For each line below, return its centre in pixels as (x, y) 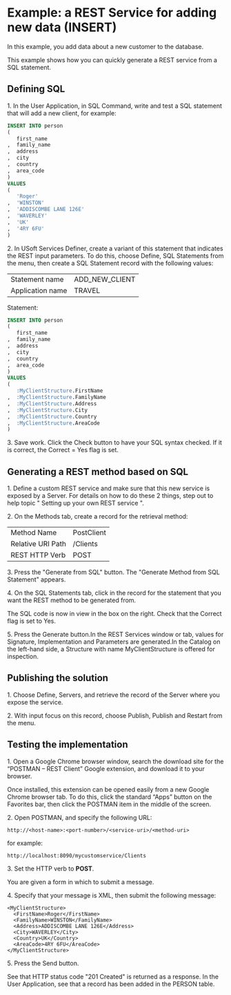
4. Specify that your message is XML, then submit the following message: (112, 895)
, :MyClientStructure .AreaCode (53, 423)
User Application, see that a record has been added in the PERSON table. (111, 984)
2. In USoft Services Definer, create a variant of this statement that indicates (115, 248)
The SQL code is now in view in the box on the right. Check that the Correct (114, 614)
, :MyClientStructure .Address (52, 403)
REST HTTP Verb (38, 555)
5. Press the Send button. (43, 963)
